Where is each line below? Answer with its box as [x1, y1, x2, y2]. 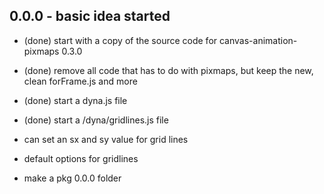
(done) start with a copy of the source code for [23, 34, 218, 46]
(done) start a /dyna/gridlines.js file [23, 114, 169, 126]
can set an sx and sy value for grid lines [23, 133, 189, 145]
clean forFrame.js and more [23, 75, 138, 87]
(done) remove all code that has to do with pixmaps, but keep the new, [23, 64, 314, 76]
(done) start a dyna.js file [23, 94, 128, 106]
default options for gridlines [23, 152, 139, 164]
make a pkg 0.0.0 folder [23, 172, 122, 184]
